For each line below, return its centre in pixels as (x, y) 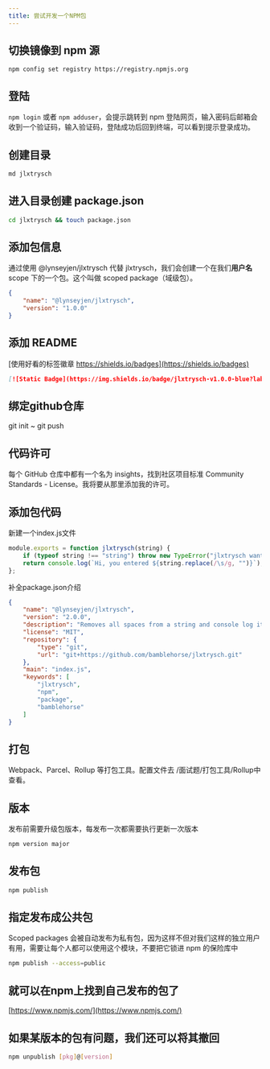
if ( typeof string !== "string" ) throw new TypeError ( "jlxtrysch (135, 555)
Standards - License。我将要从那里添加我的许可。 (91, 485)
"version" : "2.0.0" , (57, 617)
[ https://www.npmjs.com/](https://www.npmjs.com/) (95, 1010)
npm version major (39, 844)
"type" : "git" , (63, 647)
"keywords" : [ (46, 677)
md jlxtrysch (30, 174)
